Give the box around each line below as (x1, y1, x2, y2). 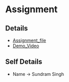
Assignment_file (12, 37, 47, 43)
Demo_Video (12, 43, 40, 49)
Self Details (5, 58, 43, 66)
